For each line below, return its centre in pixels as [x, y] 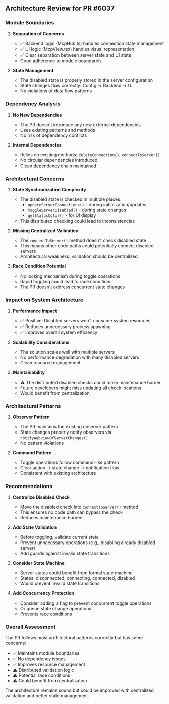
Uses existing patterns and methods [58, 130]
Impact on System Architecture [44, 300]
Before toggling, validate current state [60, 537]
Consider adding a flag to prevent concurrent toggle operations [86, 603]
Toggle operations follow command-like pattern [70, 462]
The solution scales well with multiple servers [67, 352]
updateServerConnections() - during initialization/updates [87, 205]
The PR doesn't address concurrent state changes [72, 287]
